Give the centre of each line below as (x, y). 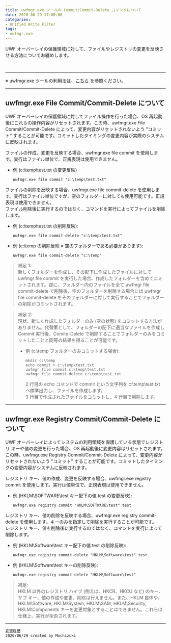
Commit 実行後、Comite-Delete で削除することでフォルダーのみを (87, 333)
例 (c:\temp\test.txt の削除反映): (46, 226)
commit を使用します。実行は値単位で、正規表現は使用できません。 (76, 484)
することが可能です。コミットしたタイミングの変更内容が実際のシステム (89, 135)
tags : (11, 29)
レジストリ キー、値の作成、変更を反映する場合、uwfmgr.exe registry (78, 478)
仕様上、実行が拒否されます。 (49, 615)
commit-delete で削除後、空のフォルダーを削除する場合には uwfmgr (89, 291)
